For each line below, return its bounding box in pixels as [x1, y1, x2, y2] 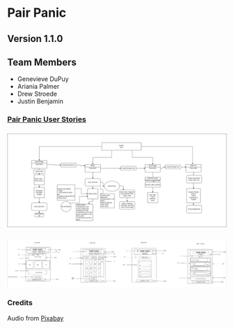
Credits [7, 298, 33, 308]
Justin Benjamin [17, 97, 64, 105]
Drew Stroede [17, 89, 58, 98]
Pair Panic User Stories [7, 115, 86, 124]
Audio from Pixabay [7, 314, 64, 322]
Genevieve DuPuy [17, 75, 69, 83]
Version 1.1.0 [7, 33, 63, 45]
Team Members [7, 56, 77, 68]
